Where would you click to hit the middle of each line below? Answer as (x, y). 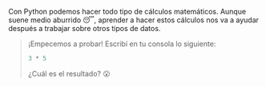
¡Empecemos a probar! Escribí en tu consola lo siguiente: (122, 44)
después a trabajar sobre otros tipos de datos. (85, 28)
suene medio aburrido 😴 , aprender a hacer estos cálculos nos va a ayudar (133, 20)
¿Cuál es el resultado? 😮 (69, 73)
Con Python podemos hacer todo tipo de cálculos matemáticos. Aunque (127, 12)
